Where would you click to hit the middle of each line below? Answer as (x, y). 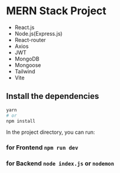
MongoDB (27, 59)
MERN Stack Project (56, 11)
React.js (25, 27)
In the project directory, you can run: (51, 132)
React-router (30, 40)
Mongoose (28, 65)
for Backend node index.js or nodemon (60, 164)
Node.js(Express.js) (38, 33)
